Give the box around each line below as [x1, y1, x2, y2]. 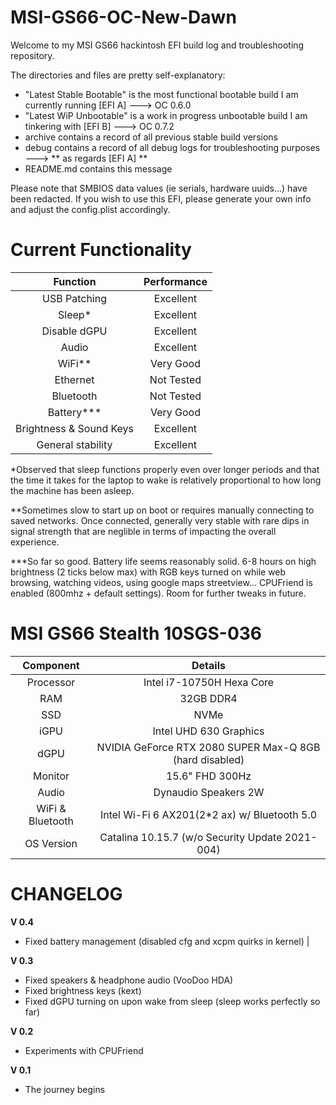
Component [22, 658, 80, 672]
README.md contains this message [24, 162, 173, 175]
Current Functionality [10, 239, 192, 261]
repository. [10, 49, 55, 61]
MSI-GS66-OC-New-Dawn [10, 6, 237, 29]
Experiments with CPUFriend [24, 1044, 144, 1056]
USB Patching [42, 291, 107, 305]
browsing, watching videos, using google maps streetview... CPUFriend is [10, 576, 313, 588]
